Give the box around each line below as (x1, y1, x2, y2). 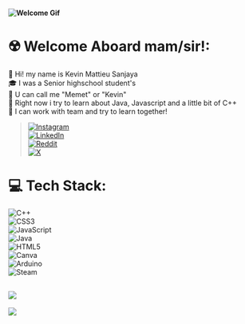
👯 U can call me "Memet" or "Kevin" (8, 89, 127, 99)
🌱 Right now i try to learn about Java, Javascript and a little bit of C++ (8, 98, 238, 107)
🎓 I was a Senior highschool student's (8, 78, 136, 88)
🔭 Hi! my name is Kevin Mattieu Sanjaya (8, 69, 138, 79)
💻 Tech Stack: (8, 177, 107, 194)
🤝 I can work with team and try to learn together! (8, 106, 168, 116)
